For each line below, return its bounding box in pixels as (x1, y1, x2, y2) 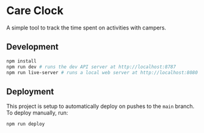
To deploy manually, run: (6, 109, 68, 116)
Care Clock (6, 4, 64, 18)
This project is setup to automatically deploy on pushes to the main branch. (6, 102, 195, 110)
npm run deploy (6, 121, 45, 127)
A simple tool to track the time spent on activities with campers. (6, 24, 167, 31)
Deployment (6, 86, 54, 97)
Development (6, 42, 59, 52)
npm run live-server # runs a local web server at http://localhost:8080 (6, 69, 199, 75)
